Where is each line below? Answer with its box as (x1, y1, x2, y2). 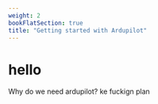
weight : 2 (8, 11, 41, 20)
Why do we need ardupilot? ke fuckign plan (8, 87, 151, 96)
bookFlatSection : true (8, 19, 83, 27)
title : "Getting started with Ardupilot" (8, 26, 148, 34)
